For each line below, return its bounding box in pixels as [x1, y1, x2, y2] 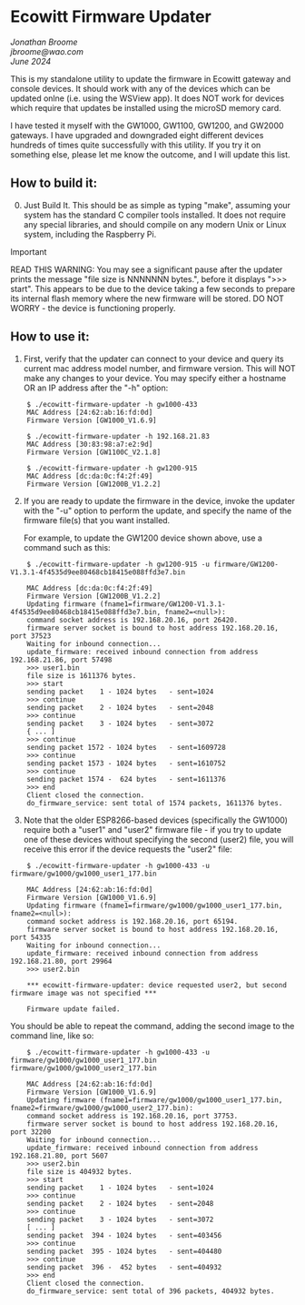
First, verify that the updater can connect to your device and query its [23, 353, 284, 364]
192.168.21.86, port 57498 [10, 655, 113, 664]
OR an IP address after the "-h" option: [23, 382, 169, 393]
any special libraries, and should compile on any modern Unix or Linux [23, 218, 287, 229]
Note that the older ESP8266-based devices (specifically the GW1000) [23, 814, 289, 825]
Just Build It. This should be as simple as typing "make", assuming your [23, 199, 291, 210]
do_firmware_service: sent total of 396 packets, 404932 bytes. [26, 1286, 275, 1296]
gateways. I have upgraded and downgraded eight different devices [10, 129, 264, 140]
